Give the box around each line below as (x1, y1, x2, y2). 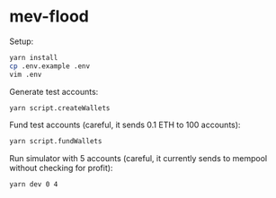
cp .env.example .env (9, 61, 91, 71)
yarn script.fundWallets (9, 137, 102, 146)
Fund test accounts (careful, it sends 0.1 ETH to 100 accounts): (9, 119, 241, 131)
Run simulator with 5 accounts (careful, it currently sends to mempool (9, 153, 268, 164)
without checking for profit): (9, 163, 113, 174)
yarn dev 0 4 (9, 180, 58, 189)
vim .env (9, 70, 42, 79)
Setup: (9, 36, 34, 47)
